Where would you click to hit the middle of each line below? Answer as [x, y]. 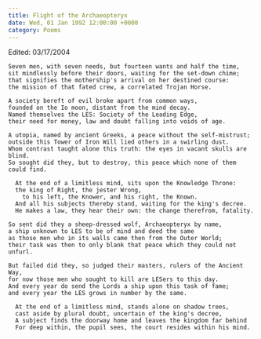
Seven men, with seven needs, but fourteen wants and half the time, [124, 67]
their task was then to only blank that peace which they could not [122, 245]
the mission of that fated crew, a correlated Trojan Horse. [110, 87]
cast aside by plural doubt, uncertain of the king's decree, [119, 314]
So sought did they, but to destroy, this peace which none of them [122, 163]
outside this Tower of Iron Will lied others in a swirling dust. [119, 142]
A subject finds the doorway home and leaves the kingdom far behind [131, 321]
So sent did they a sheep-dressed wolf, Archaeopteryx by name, [115, 224]
